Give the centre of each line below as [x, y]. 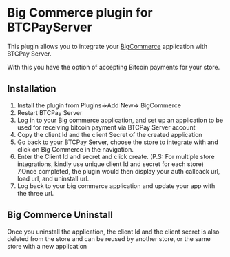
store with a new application [47, 246]
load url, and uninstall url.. [54, 178]
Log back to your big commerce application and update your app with [116, 186]
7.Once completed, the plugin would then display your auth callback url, [118, 171]
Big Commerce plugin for [80, 13]
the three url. [35, 193]
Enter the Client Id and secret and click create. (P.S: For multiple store [116, 156]
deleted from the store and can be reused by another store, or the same [109, 238]
